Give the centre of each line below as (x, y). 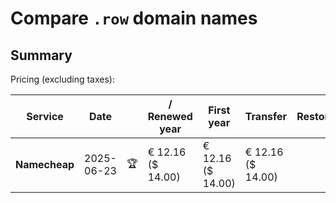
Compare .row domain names (134, 18)
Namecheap (45, 164)
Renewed (170, 116)
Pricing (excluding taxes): (63, 79)
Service (45, 116)
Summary (41, 55)
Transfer (266, 116)
